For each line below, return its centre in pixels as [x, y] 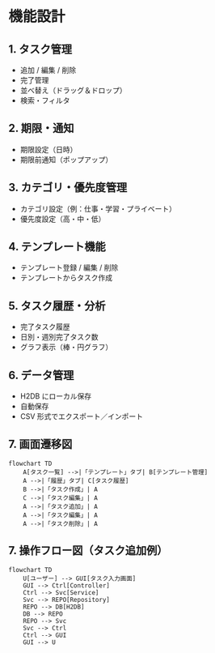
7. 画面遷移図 [40, 444]
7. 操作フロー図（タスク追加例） [88, 551]
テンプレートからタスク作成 [66, 278]
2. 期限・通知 [41, 128]
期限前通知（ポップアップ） [66, 160]
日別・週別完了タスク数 [59, 337]
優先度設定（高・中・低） [63, 219]
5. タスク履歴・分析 [57, 306]
